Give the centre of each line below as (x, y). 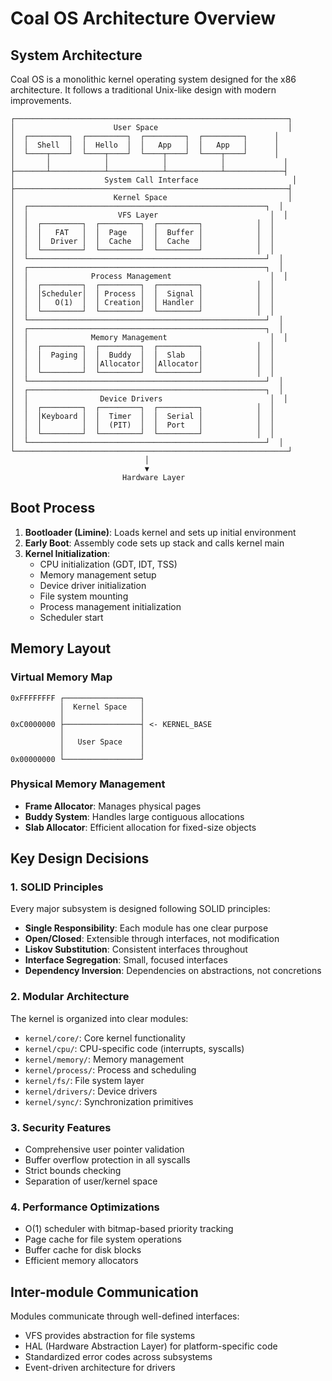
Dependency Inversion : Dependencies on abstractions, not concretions (173, 971)
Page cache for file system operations (103, 1239)
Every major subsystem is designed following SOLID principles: (140, 909)
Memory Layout (61, 648)
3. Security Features (61, 1127)
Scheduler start (71, 617)
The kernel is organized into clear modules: (99, 1018)
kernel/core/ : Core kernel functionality (105, 1038)
